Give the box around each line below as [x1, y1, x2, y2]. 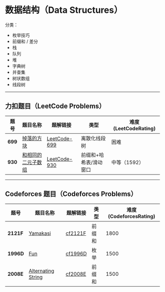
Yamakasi [28, 230, 51, 237]
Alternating [28, 267, 55, 274]
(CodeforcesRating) [108, 213, 156, 219]
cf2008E [65, 270, 86, 277]
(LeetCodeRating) [113, 125, 156, 132]
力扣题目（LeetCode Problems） [5, 102, 106, 110]
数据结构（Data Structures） [5, 4, 123, 16]
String [28, 273, 43, 280]
